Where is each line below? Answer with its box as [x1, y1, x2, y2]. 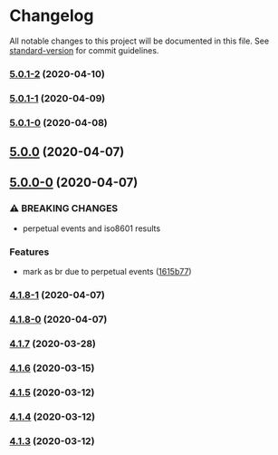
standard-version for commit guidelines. [9, 44, 159, 55]
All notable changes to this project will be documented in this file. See [9, 35, 270, 46]
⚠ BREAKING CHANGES [9, 202, 119, 215]
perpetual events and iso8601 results [22, 223, 161, 234]
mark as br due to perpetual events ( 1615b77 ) [22, 266, 192, 277]
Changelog [9, 5, 94, 26]
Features [9, 246, 50, 258]
